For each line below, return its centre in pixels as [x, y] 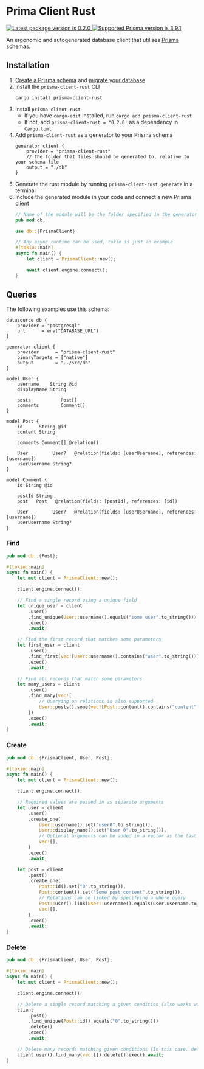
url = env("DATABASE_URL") [58, 331]
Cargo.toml [38, 129]
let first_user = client [49, 645]
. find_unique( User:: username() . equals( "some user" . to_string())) [113, 617]
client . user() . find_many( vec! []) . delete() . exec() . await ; [91, 1055]
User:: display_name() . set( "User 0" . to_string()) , [103, 830]
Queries [22, 295]
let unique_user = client [50, 606]
